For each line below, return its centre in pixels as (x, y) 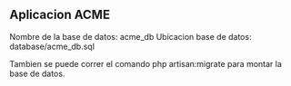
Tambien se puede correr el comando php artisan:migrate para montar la (145, 63)
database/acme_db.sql (52, 46)
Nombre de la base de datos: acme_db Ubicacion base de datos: (130, 36)
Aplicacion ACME (60, 15)
